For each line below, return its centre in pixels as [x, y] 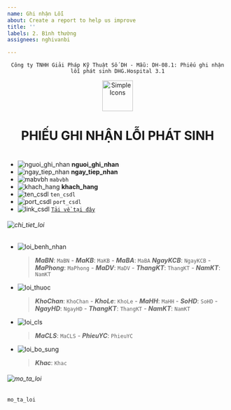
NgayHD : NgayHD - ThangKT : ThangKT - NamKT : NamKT [112, 308]
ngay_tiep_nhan [94, 172]
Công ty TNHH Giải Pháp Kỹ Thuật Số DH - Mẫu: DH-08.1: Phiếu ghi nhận [118, 65]
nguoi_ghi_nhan [95, 164]
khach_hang [80, 186]
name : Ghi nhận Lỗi [36, 14]
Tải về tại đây [73, 210]
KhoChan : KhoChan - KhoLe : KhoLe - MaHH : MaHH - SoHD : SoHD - [126, 301]
